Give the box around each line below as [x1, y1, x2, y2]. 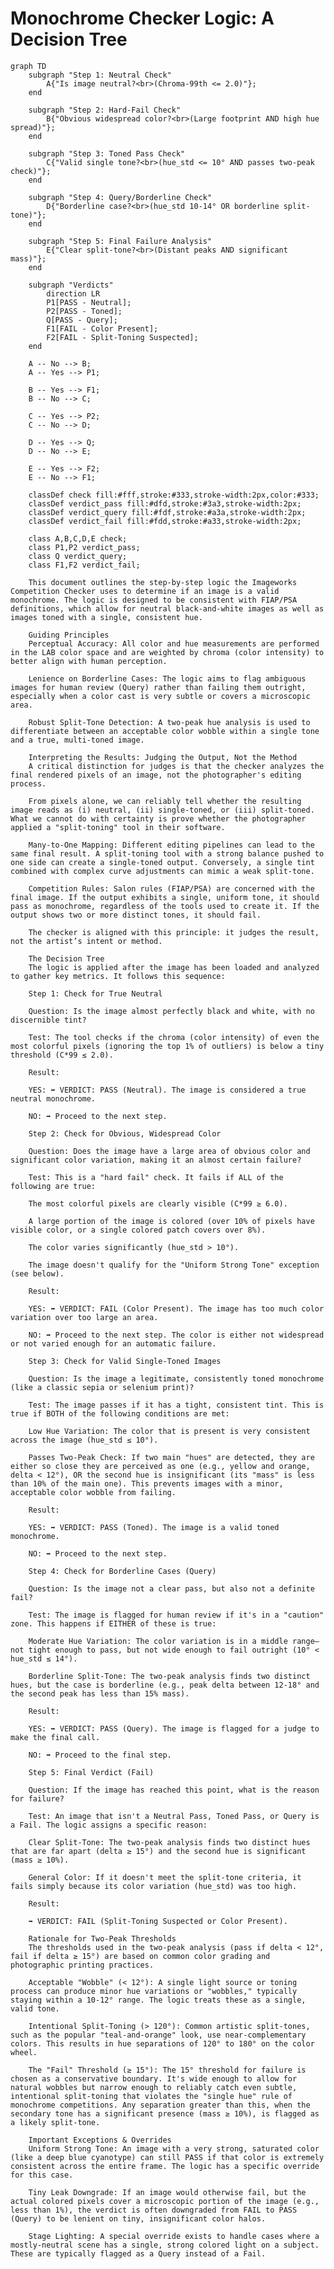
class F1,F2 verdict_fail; [28, 560, 141, 570]
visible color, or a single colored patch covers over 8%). [10, 1225, 267, 1235]
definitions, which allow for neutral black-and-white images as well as [10, 603, 325, 614]
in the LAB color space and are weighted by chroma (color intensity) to [10, 647, 325, 657]
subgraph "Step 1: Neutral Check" [28, 70, 172, 80]
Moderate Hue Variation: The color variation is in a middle [28, 1636, 288, 1646]
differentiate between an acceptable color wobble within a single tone [10, 726, 320, 736]
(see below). [10, 1268, 65, 1279]
